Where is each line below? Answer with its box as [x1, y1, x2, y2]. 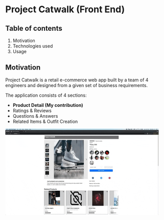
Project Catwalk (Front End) [5, 4, 125, 15]
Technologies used [12, 43, 53, 49]
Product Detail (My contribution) [12, 102, 83, 108]
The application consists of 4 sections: [5, 92, 87, 98]
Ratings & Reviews [12, 107, 52, 114]
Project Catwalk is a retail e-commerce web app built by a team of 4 [5, 77, 149, 83]
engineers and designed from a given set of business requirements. [5, 82, 148, 88]
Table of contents [5, 24, 62, 33]
